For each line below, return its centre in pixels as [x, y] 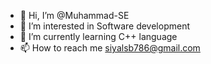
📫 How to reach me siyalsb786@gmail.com [110, 48]
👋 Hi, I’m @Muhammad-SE [74, 15]
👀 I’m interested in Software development [104, 26]
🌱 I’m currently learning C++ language [98, 36]
